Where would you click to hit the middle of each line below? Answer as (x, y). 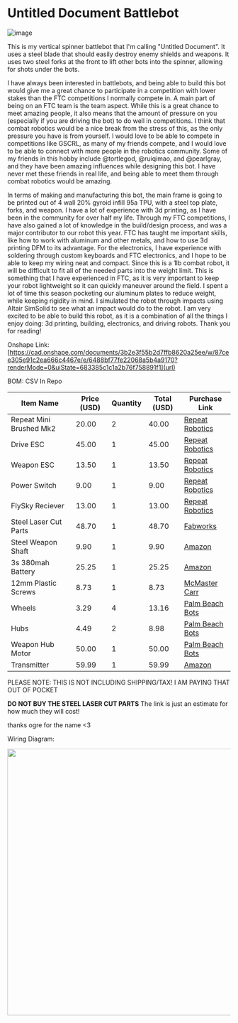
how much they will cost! (44, 711)
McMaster (201, 583)
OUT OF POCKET (33, 690)
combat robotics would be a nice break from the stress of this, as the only (115, 128)
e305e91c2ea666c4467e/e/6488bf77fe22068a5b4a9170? (93, 360)
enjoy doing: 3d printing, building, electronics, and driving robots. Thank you (119, 323)
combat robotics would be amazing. (59, 181)
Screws (23, 591)
